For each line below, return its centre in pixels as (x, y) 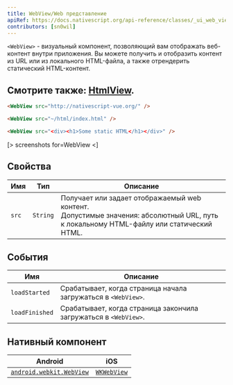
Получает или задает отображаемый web (131, 197)
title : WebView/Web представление (57, 14)
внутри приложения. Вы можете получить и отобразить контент (127, 54)
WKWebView (112, 372)
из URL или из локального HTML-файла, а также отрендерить (98, 61)
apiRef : (18, 20)
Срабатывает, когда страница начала (123, 288)
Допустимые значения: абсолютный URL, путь (139, 215)
